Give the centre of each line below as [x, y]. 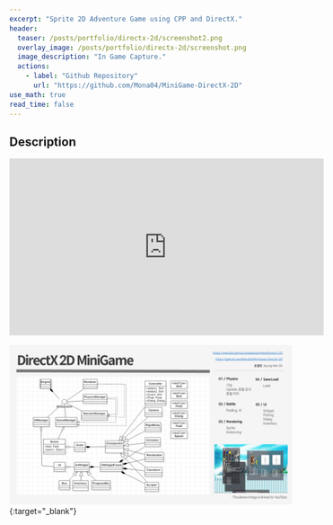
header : [24, 28]
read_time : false [42, 104]
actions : [34, 67]
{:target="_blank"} [43, 511]
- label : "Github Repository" [82, 76]
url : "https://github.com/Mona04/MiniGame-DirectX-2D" [138, 85]
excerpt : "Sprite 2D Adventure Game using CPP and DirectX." [126, 19]
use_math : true [38, 94]
